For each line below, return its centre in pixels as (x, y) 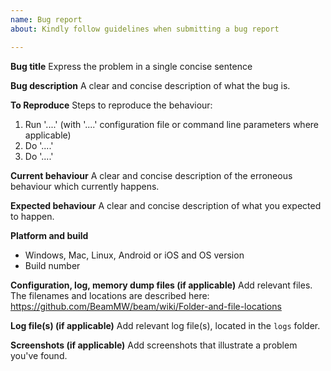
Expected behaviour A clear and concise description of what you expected (166, 205)
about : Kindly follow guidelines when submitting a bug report (145, 29)
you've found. (39, 355)
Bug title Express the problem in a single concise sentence (131, 66)
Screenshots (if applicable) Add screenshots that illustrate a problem (154, 345)
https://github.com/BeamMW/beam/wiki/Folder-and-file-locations (146, 306)
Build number (52, 265)
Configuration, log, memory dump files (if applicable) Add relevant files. (161, 285)
